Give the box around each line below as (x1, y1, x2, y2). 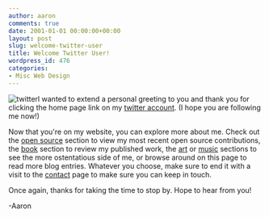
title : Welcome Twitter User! (8, 49, 111, 57)
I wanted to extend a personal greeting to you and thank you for (37, 94, 250, 103)
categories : (8, 65, 48, 73)
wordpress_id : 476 (8, 57, 70, 65)
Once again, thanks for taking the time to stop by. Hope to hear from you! (8, 185, 252, 194)
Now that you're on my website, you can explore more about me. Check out (8, 127, 260, 136)
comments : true (8, 19, 60, 27)
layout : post (8, 34, 53, 43)
